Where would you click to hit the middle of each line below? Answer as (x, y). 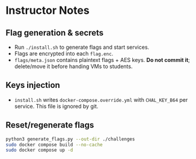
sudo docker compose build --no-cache (54, 145)
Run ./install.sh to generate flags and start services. (82, 47)
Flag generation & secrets (55, 33)
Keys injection (33, 85)
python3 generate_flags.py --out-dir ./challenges (70, 139)
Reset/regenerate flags (50, 125)
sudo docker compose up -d (39, 150)
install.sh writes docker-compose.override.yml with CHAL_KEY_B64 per (101, 99)
